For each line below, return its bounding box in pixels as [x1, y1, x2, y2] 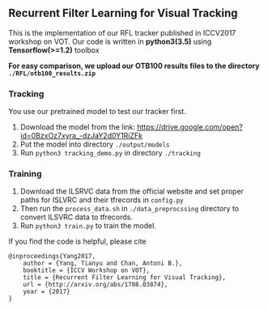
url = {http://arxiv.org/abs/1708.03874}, [23, 281, 168, 289]
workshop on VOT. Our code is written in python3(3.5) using [8, 36, 212, 46]
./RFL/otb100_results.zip [8, 69, 96, 78]
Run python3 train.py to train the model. [19, 221, 156, 231]
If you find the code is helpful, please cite [8, 236, 147, 246]
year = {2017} [23, 287, 70, 296]
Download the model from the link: [19, 122, 136, 132]
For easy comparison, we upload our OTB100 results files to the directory [8, 61, 260, 70]
